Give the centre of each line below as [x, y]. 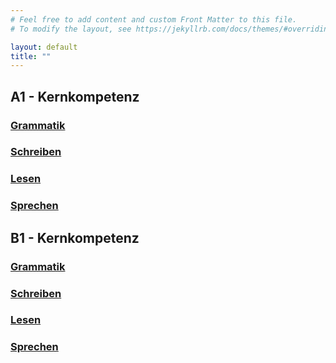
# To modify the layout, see [71, 29]
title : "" [31, 56]
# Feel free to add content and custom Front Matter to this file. [154, 19]
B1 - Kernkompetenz [75, 237]
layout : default [44, 47]
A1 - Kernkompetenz [75, 96]
